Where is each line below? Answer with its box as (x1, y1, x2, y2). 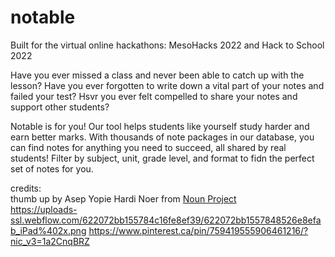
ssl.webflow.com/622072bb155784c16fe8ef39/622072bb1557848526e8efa (10, 214, 322, 226)
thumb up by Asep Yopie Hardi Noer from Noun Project (10, 192, 237, 205)
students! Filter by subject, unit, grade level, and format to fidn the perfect (10, 152, 315, 164)
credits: (10, 182, 42, 194)
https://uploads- (10, 203, 78, 215)
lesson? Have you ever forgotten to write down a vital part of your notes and (10, 79, 325, 91)
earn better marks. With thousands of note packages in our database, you (10, 131, 315, 143)
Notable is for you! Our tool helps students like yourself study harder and (10, 120, 310, 132)
